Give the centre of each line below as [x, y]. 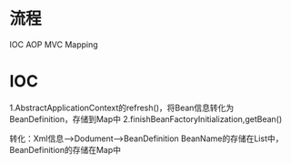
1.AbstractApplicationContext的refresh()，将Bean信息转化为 [122, 108]
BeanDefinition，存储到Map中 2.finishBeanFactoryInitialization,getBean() [146, 118]
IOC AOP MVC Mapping [54, 44]
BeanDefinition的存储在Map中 [65, 149]
